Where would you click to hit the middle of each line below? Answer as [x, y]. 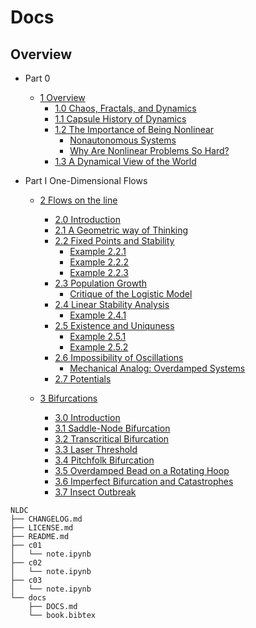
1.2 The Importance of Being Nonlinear [134, 129]
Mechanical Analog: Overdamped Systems [157, 368]
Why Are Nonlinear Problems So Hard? [149, 150]
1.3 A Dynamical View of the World [125, 161]
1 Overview [62, 97]
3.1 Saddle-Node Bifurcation [112, 428]
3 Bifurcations [68, 398]
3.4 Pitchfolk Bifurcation [104, 460]
